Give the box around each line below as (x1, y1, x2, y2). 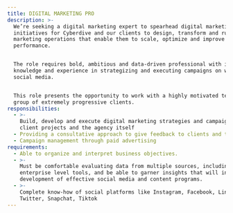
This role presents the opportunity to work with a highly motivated (13, 92, 218, 99)
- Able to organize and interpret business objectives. (13, 150, 178, 157)
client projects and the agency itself (19, 124, 135, 131)
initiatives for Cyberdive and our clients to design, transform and (13, 29, 218, 37)
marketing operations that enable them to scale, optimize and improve (13, 36, 225, 43)
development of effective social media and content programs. (19, 176, 203, 183)
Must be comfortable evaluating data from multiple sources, (19, 163, 200, 170)
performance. (13, 42, 51, 49)
